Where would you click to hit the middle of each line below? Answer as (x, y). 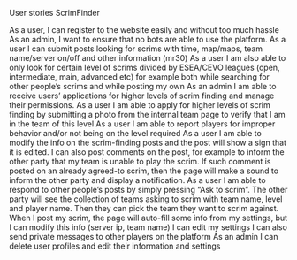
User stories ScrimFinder (54, 13)
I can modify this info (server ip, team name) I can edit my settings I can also (148, 227)
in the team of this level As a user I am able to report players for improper (142, 124)
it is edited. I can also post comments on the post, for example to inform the (147, 152)
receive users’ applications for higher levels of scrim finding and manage (142, 96)
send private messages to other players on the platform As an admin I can (144, 237)
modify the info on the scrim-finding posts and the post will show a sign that (148, 142)
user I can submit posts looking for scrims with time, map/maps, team (136, 49)
